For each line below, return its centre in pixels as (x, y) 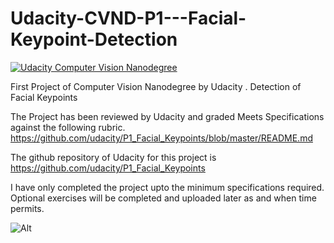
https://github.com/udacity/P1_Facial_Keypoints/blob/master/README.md (161, 138)
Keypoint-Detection (94, 39)
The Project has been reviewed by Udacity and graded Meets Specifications (167, 116)
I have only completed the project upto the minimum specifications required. (167, 187)
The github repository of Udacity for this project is (113, 157)
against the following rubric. (68, 127)
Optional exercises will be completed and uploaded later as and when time (163, 198)
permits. (27, 208)
